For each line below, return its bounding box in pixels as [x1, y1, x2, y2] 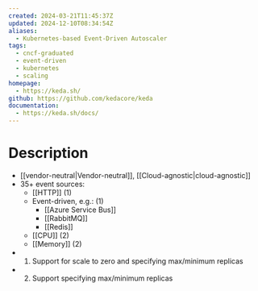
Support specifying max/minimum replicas [31, 273, 173, 283]
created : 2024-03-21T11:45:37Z [8, 11, 114, 20]
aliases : [8, 27, 38, 35]
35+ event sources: [19, 179, 85, 189]
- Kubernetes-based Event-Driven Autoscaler [15, 34, 168, 43]
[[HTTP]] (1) [31, 187, 73, 197]
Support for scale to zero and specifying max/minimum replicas [31, 256, 243, 266]
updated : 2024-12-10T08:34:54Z [8, 19, 114, 27]
